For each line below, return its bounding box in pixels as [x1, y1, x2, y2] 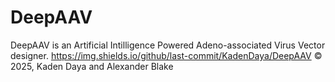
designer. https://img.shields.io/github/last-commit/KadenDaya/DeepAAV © [10, 49, 323, 61]
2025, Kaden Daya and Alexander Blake [10, 60, 174, 72]
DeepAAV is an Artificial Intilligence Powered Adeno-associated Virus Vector [10, 39, 326, 51]
